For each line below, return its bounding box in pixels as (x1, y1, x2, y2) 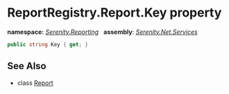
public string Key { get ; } (7, 41, 89, 48)
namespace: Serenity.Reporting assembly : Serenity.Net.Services (7, 28, 198, 36)
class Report (17, 78, 53, 87)
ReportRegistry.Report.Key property (7, 5, 222, 21)
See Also (7, 60, 46, 72)
